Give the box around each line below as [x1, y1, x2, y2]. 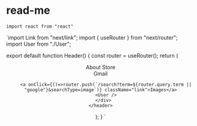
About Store [86, 64, 116, 71]
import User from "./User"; [6, 40, 72, 47]
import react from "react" [6, 23, 74, 29]
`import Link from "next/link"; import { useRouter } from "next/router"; [6, 34, 178, 41]
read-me [6, 4, 50, 17]
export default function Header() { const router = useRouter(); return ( [6, 52, 178, 59]
